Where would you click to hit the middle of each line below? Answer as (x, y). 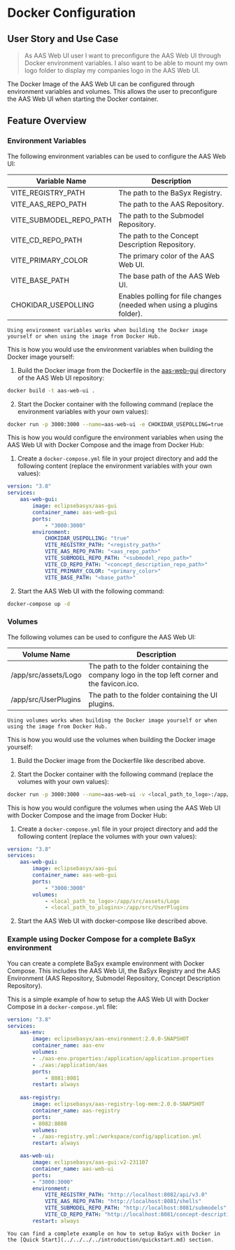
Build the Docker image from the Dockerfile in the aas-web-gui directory (122, 370)
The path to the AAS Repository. (171, 204)
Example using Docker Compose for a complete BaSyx (101, 939)
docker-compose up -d (39, 604)
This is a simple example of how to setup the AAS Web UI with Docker (108, 999)
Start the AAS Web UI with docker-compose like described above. (112, 921)
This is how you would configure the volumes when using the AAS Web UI (114, 808)
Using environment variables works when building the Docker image (108, 330)
